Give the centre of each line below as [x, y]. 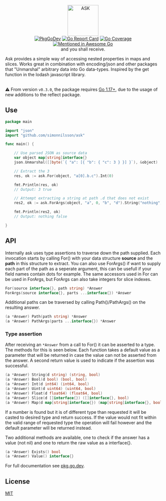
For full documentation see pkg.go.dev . [45, 466]
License [18, 481]
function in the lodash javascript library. [45, 75]
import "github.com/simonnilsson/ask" [45, 135]
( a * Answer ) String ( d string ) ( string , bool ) [53, 375]
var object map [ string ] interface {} [51, 158]
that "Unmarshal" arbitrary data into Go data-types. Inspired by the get [77, 69]
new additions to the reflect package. [43, 95]
